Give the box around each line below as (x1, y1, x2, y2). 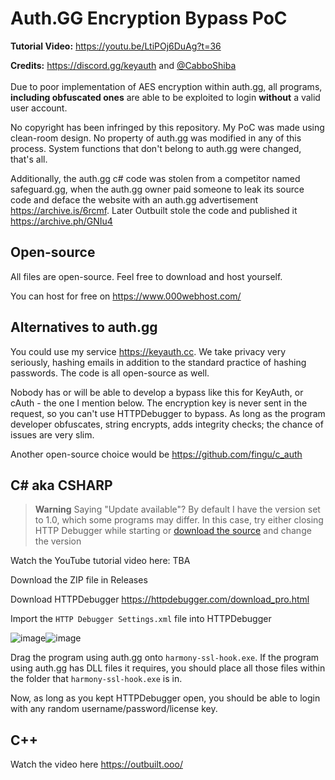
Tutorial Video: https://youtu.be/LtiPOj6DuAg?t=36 (10, 40, 222, 52)
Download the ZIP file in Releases (10, 574, 148, 586)
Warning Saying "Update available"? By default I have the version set (34, 503, 321, 516)
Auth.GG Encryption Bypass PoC (10, 7, 288, 30)
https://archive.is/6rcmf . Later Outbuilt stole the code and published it (10, 204, 298, 216)
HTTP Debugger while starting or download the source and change (34, 525, 312, 537)
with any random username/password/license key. (10, 703, 218, 715)
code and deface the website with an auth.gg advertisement (10, 193, 258, 206)
